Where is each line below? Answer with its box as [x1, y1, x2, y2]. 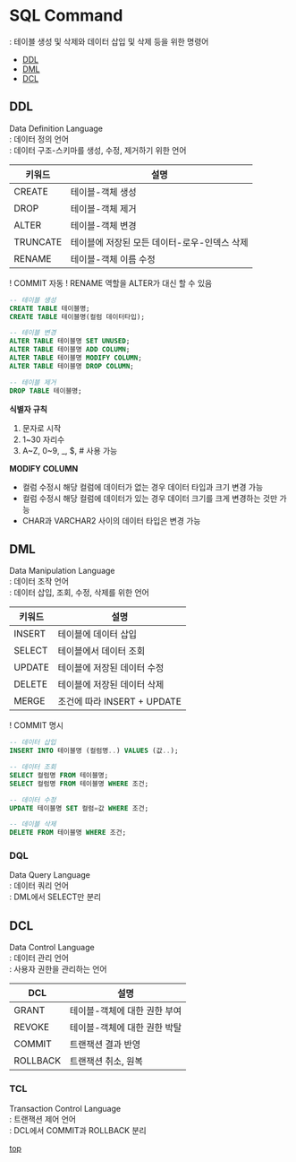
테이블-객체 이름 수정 [70, 253, 156, 265]
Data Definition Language [9, 123, 104, 134]
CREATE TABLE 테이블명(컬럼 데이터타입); [9, 312, 146, 321]
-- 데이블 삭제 [9, 819, 56, 829]
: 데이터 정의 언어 [9, 134, 70, 144]
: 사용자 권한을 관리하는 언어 [9, 964, 107, 975]
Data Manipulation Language [9, 566, 115, 577]
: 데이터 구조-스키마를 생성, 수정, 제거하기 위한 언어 [9, 144, 187, 155]
